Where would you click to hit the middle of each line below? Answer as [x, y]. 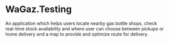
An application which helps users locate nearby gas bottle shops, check [81, 23]
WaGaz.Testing [39, 9]
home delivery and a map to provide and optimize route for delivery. [77, 34]
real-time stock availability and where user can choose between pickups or [84, 28]
